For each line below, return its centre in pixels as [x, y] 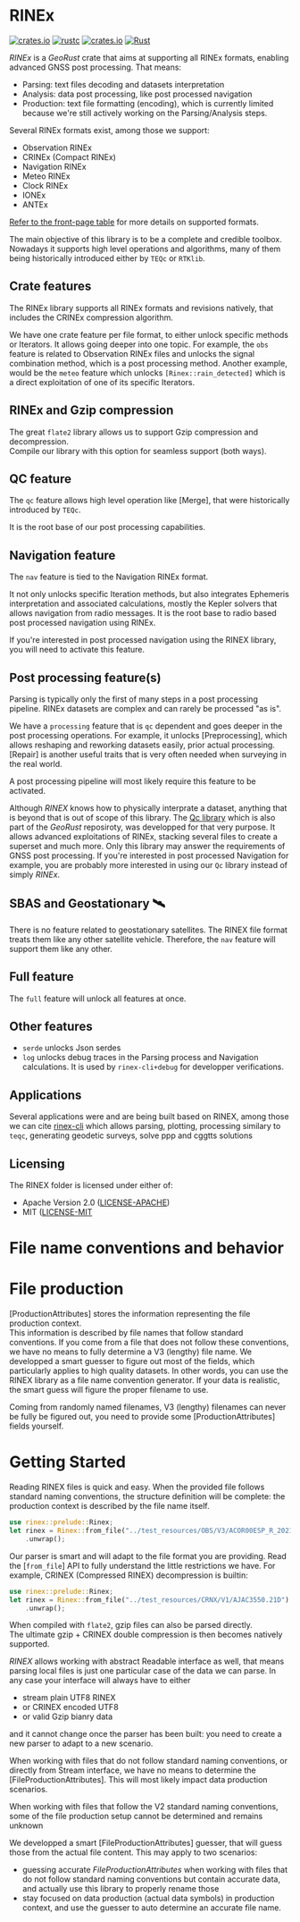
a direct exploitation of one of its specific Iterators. [102, 382]
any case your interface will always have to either [100, 1681]
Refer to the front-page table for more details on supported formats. [134, 222]
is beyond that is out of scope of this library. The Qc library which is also [142, 818]
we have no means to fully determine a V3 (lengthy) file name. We [131, 1352]
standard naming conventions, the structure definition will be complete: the [147, 1496]
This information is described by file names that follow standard [126, 1333]
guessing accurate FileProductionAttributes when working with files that [155, 1870]
